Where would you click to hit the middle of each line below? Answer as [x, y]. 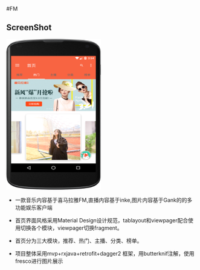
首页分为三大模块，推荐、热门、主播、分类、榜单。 [79, 240]
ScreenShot [29, 27]
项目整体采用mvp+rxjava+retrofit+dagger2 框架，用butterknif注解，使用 [105, 253]
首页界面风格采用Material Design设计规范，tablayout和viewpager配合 [102, 220]
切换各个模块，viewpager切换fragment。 [71, 228]
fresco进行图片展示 [39, 261]
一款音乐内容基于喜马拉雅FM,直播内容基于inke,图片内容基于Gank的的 [101, 200]
